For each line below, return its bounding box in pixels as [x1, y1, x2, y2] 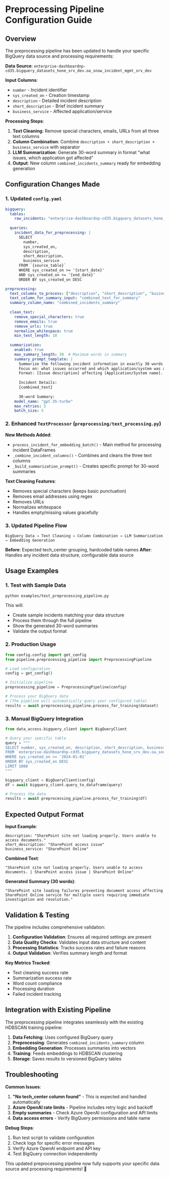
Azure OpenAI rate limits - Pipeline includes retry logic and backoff [12, 1104, 153, 1110]
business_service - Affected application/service [12, 109, 112, 114]
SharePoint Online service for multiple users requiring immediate [5, 893, 150, 898]
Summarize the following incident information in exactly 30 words [18, 361, 163, 367]
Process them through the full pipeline [12, 618, 92, 624]
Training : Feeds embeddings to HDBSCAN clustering [12, 1050, 123, 1056]
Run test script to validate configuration [12, 1135, 95, 1141]
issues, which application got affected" [12, 155, 94, 161]
